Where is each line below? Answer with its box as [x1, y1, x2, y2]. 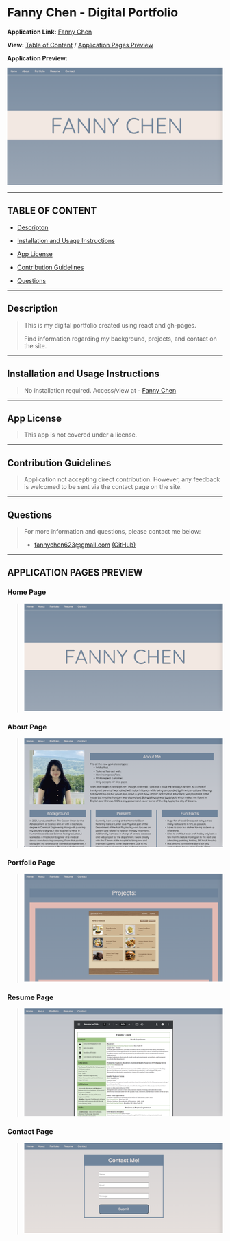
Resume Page [7, 992, 54, 1002]
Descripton [16, 223, 49, 231]
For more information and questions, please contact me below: [23, 527, 201, 535]
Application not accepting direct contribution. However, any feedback [23, 475, 220, 483]
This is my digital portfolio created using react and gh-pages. [23, 321, 196, 329]
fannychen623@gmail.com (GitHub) [34, 540, 136, 549]
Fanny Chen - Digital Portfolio [7, 5, 179, 21]
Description [7, 303, 58, 315]
